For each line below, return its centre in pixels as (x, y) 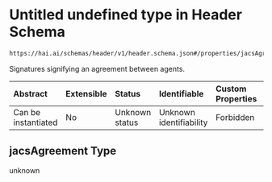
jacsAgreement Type (63, 151)
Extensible (86, 93)
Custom (231, 89)
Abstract (30, 93)
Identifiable (181, 93)
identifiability (183, 122)
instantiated (36, 122)
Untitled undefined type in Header (126, 15)
